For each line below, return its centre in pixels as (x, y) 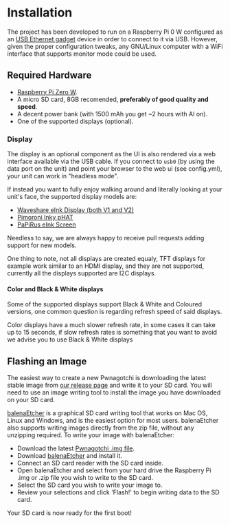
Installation (40, 13)
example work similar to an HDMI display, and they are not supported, (106, 266)
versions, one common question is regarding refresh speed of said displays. (115, 312)
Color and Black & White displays (55, 289)
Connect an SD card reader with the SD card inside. (90, 463)
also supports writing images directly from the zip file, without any (101, 428)
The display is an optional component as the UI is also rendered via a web (112, 154)
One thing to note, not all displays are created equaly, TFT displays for (106, 259)
